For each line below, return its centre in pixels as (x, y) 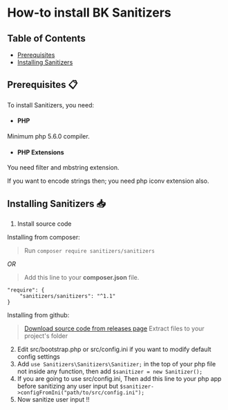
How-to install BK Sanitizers (89, 13)
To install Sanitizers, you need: (51, 105)
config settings (38, 357)
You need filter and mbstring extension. (63, 168)
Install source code (44, 224)
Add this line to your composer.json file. (82, 278)
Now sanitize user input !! (53, 400)
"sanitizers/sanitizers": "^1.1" (68, 296)
